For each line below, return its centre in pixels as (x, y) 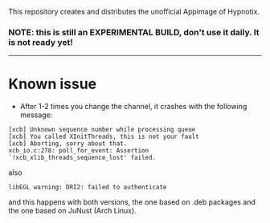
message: (36, 115)
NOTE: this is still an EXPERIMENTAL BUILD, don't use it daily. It (134, 32)
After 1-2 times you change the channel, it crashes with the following (133, 107)
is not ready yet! (41, 42)
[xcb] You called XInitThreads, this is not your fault (104, 137)
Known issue (53, 84)
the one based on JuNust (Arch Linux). (72, 211)
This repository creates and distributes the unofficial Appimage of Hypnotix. (134, 12)
